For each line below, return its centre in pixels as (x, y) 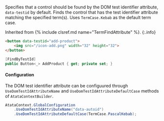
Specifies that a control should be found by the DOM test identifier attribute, (82, 7)
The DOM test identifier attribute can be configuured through (67, 86)
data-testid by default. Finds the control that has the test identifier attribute (82, 12)
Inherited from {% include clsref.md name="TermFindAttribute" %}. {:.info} (81, 32)
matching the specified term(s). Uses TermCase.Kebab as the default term (78, 17)
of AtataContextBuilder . (29, 96)
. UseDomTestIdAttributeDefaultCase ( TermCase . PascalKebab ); (75, 114)
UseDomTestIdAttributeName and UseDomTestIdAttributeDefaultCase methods (82, 91)
